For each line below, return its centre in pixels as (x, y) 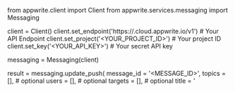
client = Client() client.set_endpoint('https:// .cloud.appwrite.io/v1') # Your (113, 31)
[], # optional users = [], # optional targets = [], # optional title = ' (101, 81)
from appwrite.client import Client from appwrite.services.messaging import (117, 10)
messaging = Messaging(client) (53, 60)
